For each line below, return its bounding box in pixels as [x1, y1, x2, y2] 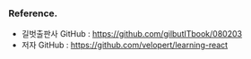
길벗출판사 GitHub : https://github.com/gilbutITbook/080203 [21, 29, 243, 39]
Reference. [8, 7, 58, 20]
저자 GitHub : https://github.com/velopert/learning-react [21, 39, 229, 51]
